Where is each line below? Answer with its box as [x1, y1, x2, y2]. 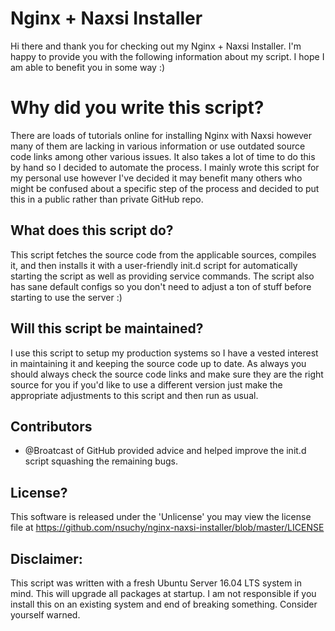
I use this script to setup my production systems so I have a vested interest [10, 347, 319, 359]
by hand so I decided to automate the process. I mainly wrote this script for [10, 161, 320, 173]
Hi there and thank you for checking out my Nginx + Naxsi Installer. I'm [10, 40, 302, 52]
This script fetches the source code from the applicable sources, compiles [10, 248, 317, 261]
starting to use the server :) [10, 291, 123, 303]
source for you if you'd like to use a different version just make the [10, 378, 283, 391]
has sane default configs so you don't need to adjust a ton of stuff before [10, 280, 312, 292]
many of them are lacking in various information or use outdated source [10, 140, 306, 152]
